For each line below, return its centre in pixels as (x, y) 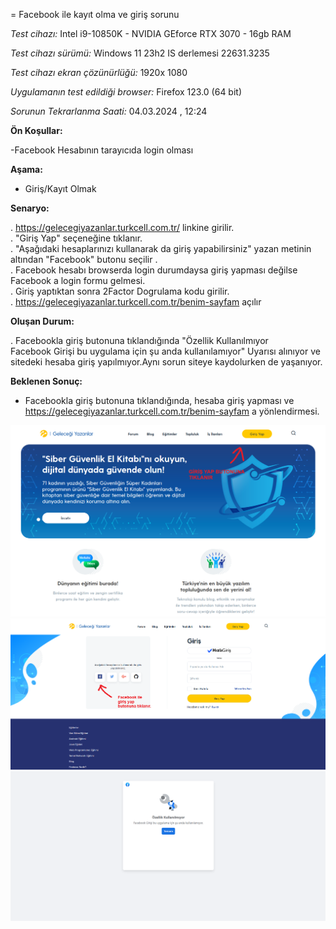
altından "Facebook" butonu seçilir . (84, 259)
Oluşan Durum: (42, 321)
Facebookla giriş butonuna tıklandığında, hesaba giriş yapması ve (159, 400)
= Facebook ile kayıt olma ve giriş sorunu (95, 14)
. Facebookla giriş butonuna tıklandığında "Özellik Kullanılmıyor (139, 340)
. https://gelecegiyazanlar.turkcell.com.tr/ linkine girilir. (122, 227)
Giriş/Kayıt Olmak (60, 188)
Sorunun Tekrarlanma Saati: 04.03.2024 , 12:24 (109, 111)
